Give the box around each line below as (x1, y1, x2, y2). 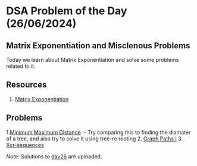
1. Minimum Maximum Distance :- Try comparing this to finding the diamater (6, 129, 191, 136)
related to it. (6, 62, 36, 70)
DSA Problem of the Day (6, 4, 127, 18)
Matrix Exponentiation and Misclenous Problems (6, 40, 190, 51)
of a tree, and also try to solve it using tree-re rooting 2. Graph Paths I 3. (6, 135, 183, 142)
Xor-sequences (6, 141, 45, 148)
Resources (6, 80, 47, 90)
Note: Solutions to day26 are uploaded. (6, 153, 102, 160)
